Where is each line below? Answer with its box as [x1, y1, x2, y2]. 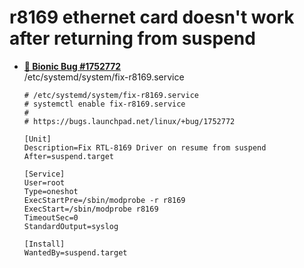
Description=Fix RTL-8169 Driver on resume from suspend [23, 142, 267, 153]
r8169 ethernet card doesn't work [9, 6, 295, 29]
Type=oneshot [23, 186, 79, 196]
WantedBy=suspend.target [23, 247, 128, 258]
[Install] [23, 239, 66, 249]
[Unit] [23, 134, 52, 144]
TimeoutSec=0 [23, 212, 79, 223]
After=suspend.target [23, 151, 114, 161]
